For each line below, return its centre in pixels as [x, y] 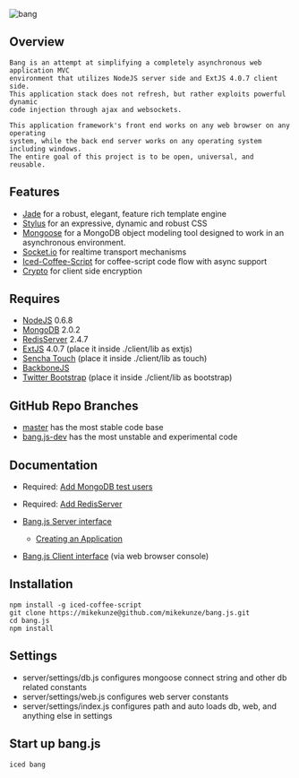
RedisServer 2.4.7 [55, 340]
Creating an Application [79, 539]
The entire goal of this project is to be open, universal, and [132, 157]
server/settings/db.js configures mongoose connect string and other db [154, 678]
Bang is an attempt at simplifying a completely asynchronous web [136, 63]
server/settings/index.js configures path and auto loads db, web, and [149, 706]
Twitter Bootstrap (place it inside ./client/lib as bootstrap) [127, 377]
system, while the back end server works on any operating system [136, 141]
